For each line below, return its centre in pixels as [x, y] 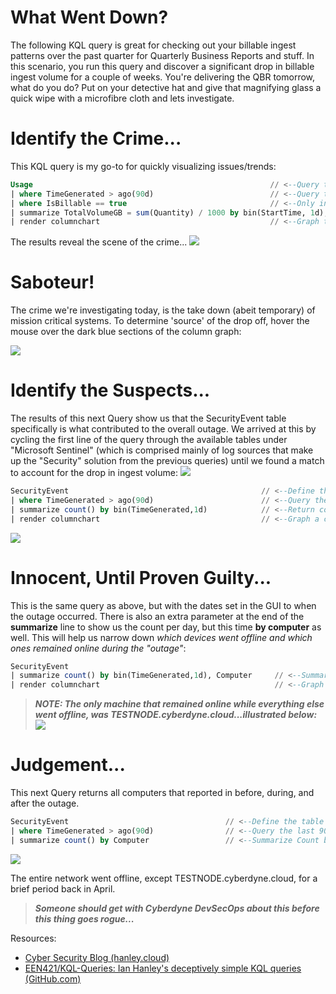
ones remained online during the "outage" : [98, 648]
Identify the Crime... [96, 138]
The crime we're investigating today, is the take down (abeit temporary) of [163, 310]
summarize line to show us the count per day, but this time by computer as [166, 627]
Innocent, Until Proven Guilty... [141, 577]
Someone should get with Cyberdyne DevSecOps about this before [177, 908]
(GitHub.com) [53, 978]
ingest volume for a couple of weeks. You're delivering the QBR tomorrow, [163, 77]
